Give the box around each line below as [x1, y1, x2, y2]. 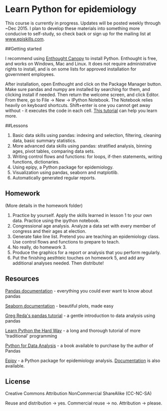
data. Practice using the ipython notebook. [12, 217, 100, 223]
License [5, 377, 30, 385]
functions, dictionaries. [12, 158, 60, 164]
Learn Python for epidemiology [5, 3, 137, 15]
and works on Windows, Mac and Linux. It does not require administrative [5, 60, 157, 66]
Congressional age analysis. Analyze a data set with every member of [12, 222, 156, 228]
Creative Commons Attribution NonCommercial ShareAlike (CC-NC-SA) [5, 390, 152, 396]
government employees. [5, 71, 55, 77]
